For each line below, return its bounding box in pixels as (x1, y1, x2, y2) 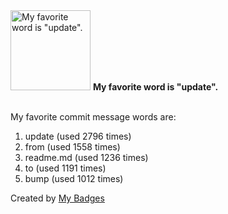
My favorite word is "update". (92, 81, 219, 93)
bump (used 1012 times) (24, 173, 124, 184)
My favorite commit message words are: (10, 111, 177, 123)
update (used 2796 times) (24, 130, 132, 142)
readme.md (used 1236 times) (24, 152, 149, 163)
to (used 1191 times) (24, 162, 107, 174)
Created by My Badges (10, 192, 105, 204)
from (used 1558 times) (24, 141, 121, 153)
